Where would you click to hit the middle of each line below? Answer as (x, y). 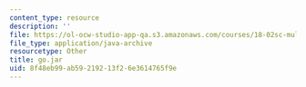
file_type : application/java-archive (81, 43)
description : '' (40, 26)
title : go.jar (36, 60)
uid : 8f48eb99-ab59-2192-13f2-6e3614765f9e (93, 69)
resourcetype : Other (49, 52)
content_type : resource (55, 18)
